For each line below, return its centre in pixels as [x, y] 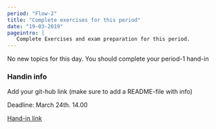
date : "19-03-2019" [35, 26]
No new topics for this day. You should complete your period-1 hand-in [108, 59]
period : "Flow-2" [32, 13]
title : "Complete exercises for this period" [74, 20]
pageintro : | [26, 33]
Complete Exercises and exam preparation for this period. [103, 39]
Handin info [27, 77]
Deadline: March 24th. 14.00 [47, 105]
